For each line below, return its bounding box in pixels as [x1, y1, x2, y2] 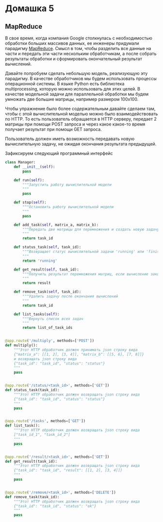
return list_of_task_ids [22, 325, 73, 330]
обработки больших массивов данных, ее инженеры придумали [5, 40, 139, 46]
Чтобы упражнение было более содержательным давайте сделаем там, [5, 106, 156, 111]
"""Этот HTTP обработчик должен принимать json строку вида [14, 347, 138, 352]
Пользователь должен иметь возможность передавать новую [5, 136, 135, 142]
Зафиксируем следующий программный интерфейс [5, 150, 113, 156]
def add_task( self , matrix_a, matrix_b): [14, 222, 98, 227]
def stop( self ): [14, 200, 47, 205]
